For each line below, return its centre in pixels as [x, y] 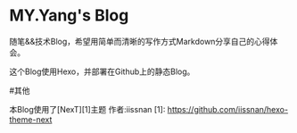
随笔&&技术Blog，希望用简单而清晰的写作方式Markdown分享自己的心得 [140, 41]
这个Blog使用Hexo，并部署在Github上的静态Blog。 [102, 71]
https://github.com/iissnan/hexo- [227, 109]
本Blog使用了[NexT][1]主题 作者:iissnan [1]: [87, 109]
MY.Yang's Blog [69, 16]
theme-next [31, 119]
